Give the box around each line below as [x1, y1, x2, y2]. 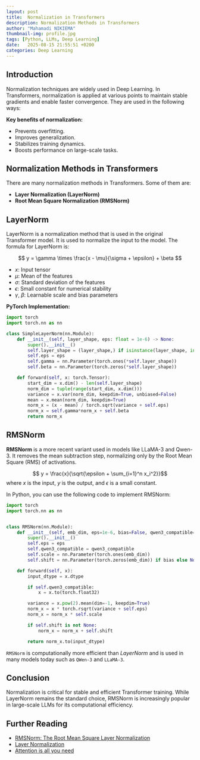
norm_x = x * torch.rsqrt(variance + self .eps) [27, 606, 148, 612]
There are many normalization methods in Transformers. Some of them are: [6, 179, 192, 186]
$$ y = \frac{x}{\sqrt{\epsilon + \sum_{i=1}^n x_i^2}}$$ [32, 470, 168, 477]
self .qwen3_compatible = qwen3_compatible [27, 546, 135, 552]
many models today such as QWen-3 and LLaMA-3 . [6, 656, 125, 663]
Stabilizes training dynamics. [14, 140, 86, 147]
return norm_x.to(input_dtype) [27, 638, 105, 644]
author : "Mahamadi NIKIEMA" [6, 25, 76, 32]
